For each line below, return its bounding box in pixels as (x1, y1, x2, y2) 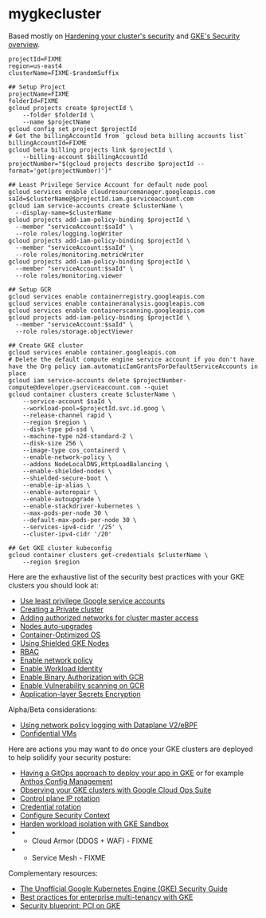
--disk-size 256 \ (22, 439, 84, 447)
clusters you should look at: (8, 580, 99, 590)
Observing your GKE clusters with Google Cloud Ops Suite (19, 785, 212, 794)
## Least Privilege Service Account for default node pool (8, 180, 209, 188)
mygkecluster (8, 5, 102, 23)
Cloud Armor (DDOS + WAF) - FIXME (31, 836, 154, 845)
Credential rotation (19, 801, 81, 811)
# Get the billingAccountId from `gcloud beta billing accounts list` (8, 132, 248, 140)
